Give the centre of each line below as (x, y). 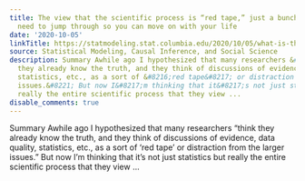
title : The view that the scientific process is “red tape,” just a (142, 18)
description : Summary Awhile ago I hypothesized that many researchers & (152, 60)
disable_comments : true (54, 102)
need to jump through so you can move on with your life (128, 26)
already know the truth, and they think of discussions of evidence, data (142, 138)
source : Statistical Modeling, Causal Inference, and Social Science (144, 52)
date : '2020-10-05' (46, 35)
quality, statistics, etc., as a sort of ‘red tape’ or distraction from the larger (147, 147)
